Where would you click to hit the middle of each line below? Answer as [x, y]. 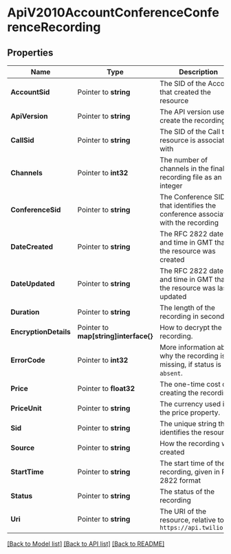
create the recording [192, 120]
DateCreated [32, 247]
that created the [185, 92]
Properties [30, 53]
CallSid [22, 140]
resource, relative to [192, 520]
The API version [185, 112]
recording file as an [190, 177]
